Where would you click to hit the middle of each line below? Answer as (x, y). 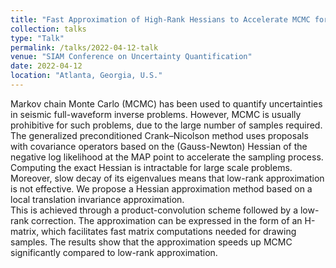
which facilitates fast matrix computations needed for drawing (169, 231)
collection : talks (48, 29)
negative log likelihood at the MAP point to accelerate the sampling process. (167, 157)
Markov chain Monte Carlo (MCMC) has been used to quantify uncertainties (166, 103)
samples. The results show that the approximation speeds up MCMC (151, 242)
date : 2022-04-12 (46, 66)
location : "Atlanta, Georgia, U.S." (86, 76)
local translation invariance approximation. (97, 199)
